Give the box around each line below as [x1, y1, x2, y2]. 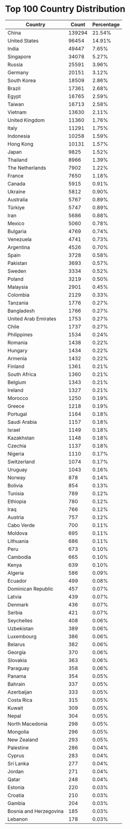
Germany [7, 69, 29, 76]
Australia [7, 196, 28, 203]
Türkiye [7, 204, 25, 211]
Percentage [92, 21, 120, 28]
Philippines [7, 331, 33, 338]
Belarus [7, 641, 25, 648]
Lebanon [7, 815, 28, 822]
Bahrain [7, 680, 25, 687]
